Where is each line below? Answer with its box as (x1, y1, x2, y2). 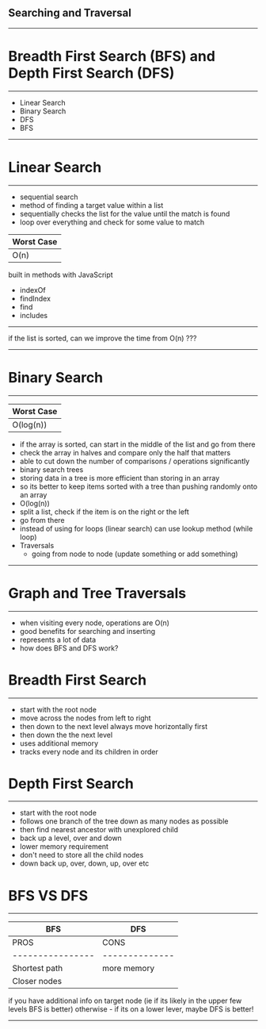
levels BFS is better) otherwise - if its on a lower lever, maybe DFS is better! (8, 1004, 254, 1014)
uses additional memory (19, 738, 99, 748)
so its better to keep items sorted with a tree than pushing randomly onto (19, 482, 258, 491)
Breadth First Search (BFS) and (8, 48, 216, 65)
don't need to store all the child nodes (19, 850, 144, 860)
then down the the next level (19, 730, 113, 739)
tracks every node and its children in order (19, 747, 158, 756)
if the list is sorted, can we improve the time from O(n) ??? (8, 333, 197, 343)
